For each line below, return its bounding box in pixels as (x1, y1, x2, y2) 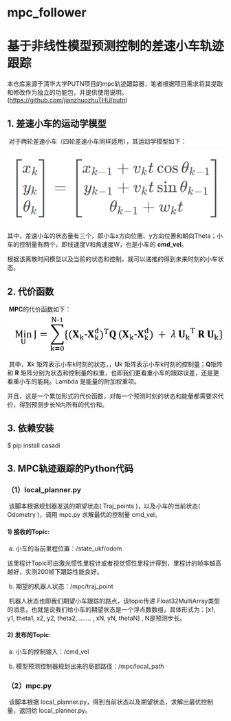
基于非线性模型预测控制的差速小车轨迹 (7, 38, 225, 54)
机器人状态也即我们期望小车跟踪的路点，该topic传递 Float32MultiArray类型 (8, 597, 220, 605)
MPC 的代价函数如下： (8, 305, 71, 313)
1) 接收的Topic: (7, 527, 50, 535)
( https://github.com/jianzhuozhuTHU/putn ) (7, 96, 128, 104)
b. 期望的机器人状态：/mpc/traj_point (8, 582, 113, 590)
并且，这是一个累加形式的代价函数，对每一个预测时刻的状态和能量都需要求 (7, 392, 218, 400)
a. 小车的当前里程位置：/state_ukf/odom (8, 544, 122, 553)
